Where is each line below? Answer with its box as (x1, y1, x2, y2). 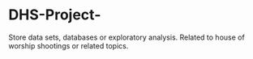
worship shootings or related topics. (8, 40, 129, 50)
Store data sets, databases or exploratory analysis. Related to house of (8, 32, 245, 42)
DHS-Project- (8, 6, 101, 24)
